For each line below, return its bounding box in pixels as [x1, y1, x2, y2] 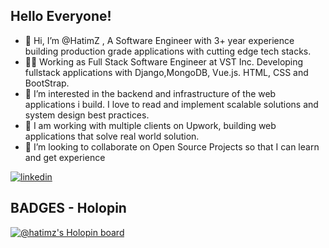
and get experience [24, 151, 106, 163]
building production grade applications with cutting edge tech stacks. [24, 45, 312, 57]
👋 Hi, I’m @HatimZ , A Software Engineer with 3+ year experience [24, 34, 295, 46]
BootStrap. [24, 77, 70, 89]
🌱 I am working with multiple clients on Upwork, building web [24, 119, 277, 131]
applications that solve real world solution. [24, 130, 200, 142]
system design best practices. [24, 109, 150, 121]
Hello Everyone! [10, 8, 112, 25]
